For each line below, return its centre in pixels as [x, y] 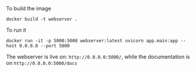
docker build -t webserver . [42, 19]
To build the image [29, 8]
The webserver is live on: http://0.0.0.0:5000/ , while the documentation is [98, 57]
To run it [16, 30]
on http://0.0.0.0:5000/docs [42, 63]
